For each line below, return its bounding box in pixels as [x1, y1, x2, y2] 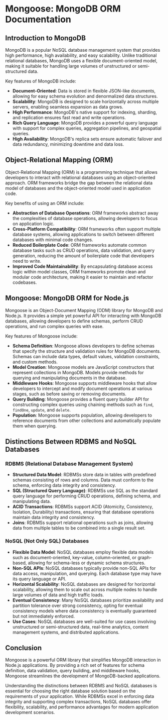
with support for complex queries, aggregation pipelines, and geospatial [12, 125, 161, 131]
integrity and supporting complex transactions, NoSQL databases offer [5, 699, 151, 705]
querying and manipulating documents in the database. [12, 375, 127, 381]
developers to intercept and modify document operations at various [12, 385, 152, 391]
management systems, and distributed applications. [12, 629, 120, 635]
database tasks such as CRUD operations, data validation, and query [12, 247, 155, 253]
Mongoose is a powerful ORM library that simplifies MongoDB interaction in [5, 657, 161, 663]
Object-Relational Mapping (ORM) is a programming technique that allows [5, 169, 158, 175]
